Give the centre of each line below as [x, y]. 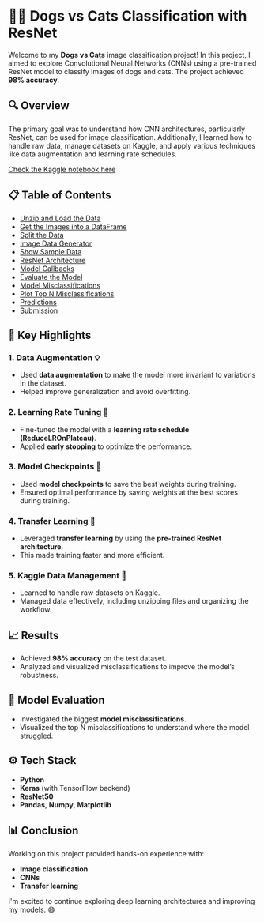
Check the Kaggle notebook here [62, 169]
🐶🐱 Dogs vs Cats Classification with [128, 16]
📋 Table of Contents [60, 196]
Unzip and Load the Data [60, 218]
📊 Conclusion [43, 831]
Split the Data [42, 235]
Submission [39, 310]
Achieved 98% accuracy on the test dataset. [93, 658]
